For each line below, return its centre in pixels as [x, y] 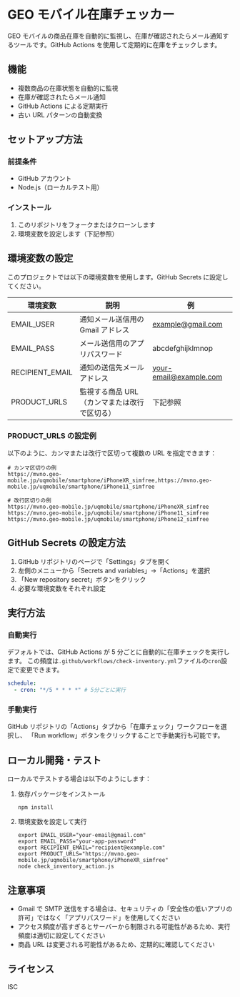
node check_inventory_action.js [66, 867]
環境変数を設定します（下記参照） [68, 234]
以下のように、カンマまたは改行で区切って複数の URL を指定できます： [112, 453]
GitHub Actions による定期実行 [63, 106]
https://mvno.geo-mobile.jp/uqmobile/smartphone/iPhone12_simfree [108, 519]
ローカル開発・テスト [54, 760]
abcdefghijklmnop [182, 348]
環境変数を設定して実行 [52, 822]
